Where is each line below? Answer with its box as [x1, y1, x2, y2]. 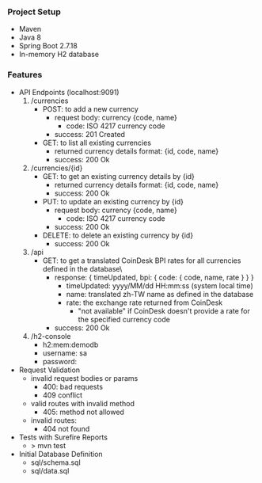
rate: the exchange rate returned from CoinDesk [66, 298, 223, 307]
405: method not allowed [42, 407, 124, 416]
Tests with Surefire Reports [18, 432, 108, 442]
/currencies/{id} [30, 163, 83, 173]
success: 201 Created [54, 129, 126, 139]
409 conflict [42, 390, 83, 400]
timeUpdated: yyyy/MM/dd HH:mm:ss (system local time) [66, 280, 254, 291]
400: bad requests [42, 382, 104, 391]
